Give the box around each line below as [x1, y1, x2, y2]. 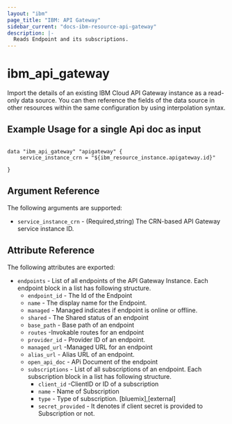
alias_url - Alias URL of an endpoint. [27, 350, 135, 358]
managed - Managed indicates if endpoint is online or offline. [27, 306, 198, 314]
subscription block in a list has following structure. [27, 372, 172, 380]
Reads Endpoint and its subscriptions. [13, 36, 129, 43]
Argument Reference [7, 185, 100, 197]
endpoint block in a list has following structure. [17, 284, 151, 292]
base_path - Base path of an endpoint [27, 321, 135, 329]
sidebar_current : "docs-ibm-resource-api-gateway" [7, 23, 157, 30]
